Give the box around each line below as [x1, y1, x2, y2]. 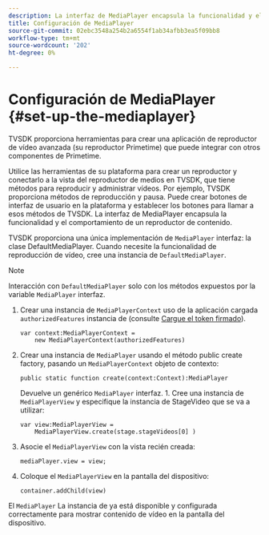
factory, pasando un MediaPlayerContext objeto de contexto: [19, 358, 219, 368]
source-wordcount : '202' [8, 42, 91, 50]
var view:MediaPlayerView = [19, 420, 114, 428]
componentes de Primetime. [8, 151, 102, 160]
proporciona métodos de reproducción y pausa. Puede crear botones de [8, 191, 247, 201]
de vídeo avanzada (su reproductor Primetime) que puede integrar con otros [8, 142, 261, 152]
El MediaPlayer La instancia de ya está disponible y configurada [8, 501, 218, 510]
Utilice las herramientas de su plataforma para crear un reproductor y [8, 166, 238, 176]
